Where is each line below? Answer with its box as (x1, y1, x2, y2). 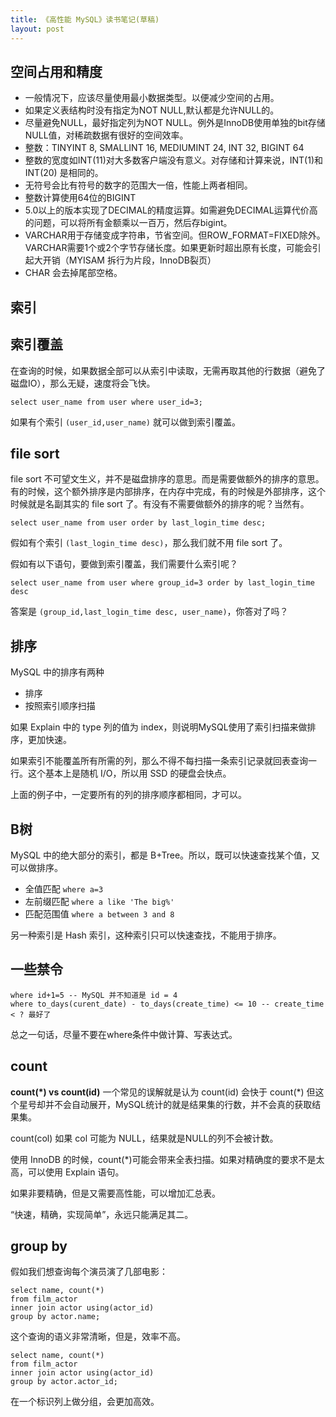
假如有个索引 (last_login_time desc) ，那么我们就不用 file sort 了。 (10, 537, 288, 549)
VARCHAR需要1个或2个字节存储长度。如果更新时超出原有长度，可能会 (24, 242, 313, 254)
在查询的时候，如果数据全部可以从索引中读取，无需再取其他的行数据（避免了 (10, 364, 326, 376)
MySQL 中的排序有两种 (10, 666, 105, 678)
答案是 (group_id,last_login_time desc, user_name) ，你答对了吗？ (10, 606, 289, 618)
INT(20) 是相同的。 (24, 167, 104, 179)
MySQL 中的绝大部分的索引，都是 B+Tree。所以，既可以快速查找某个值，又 (10, 849, 321, 861)
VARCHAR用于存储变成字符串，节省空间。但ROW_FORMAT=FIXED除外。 (24, 229, 326, 241)
